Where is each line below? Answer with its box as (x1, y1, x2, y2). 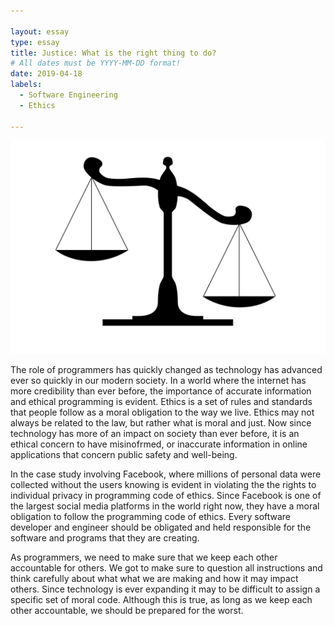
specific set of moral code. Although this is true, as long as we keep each (10, 594, 313, 606)
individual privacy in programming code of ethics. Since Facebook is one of (10, 490, 322, 502)
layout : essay (10, 26, 70, 37)
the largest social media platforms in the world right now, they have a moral (10, 500, 320, 512)
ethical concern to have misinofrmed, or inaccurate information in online (10, 438, 308, 450)
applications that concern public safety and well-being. (10, 449, 238, 461)
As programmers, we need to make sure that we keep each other (10, 551, 278, 564)
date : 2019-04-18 (10, 69, 83, 79)
